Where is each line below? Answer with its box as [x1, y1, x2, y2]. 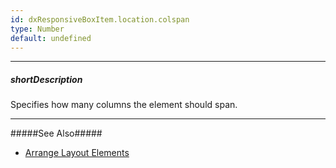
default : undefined [10, 33, 92, 43]
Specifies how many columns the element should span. [10, 99, 238, 111]
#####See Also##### [10, 127, 103, 140]
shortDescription [10, 73, 83, 85]
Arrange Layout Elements [24, 147, 130, 159]
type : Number [10, 24, 65, 34]
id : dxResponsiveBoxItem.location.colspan [10, 14, 190, 25]
